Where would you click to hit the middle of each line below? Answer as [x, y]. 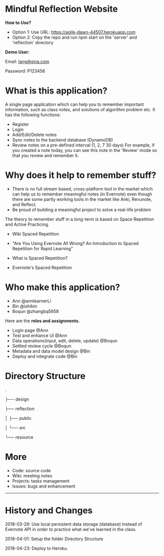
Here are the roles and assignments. [42, 321]
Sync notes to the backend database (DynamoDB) [62, 140]
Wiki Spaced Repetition [36, 234]
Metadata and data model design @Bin [51, 351]
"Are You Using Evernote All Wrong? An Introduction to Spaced [75, 243]
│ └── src [15, 428]
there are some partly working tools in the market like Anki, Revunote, [82, 199]
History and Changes [49, 510]
